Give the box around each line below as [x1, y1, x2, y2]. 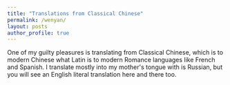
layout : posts [7, 23, 48, 30]
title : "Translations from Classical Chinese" [7, 10, 144, 17]
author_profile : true [7, 29, 70, 37]
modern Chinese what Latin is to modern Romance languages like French [7, 56, 215, 64]
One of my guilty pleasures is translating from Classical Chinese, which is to [7, 48, 223, 57]
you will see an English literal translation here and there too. [7, 70, 177, 79]
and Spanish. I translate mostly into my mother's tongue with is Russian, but [7, 63, 223, 71]
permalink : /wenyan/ [7, 17, 67, 23]
